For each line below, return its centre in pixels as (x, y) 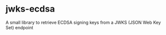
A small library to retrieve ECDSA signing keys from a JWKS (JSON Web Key (83, 22)
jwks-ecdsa (30, 9)
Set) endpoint (20, 27)
